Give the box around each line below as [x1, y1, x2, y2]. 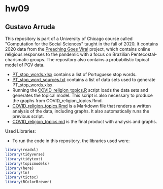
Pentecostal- [130, 51, 157, 57]
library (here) [5, 166, 34, 171]
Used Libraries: [5, 128, 36, 134]
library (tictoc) [5, 175, 38, 180]
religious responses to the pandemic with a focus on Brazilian [5, 51, 130, 57]
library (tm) [5, 170, 30, 175]
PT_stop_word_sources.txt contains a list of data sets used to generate [12, 77, 156, 82]
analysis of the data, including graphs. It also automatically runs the [12, 108, 149, 114]
